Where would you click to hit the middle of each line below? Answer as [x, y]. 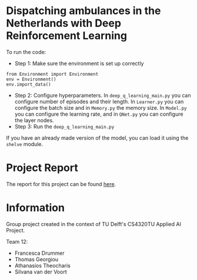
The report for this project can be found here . [61, 184]
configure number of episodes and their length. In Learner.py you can [99, 102]
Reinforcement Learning [67, 36]
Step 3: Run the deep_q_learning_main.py [64, 126]
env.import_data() [29, 84]
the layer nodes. [34, 120]
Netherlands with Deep [64, 23]
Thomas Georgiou [36, 259]
